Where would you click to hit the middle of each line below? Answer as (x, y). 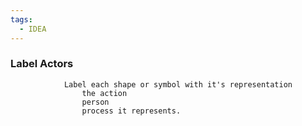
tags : (21, 19)
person (95, 102)
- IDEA (33, 29)
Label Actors (42, 64)
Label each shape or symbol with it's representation (178, 84)
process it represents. (131, 111)
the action (104, 93)
